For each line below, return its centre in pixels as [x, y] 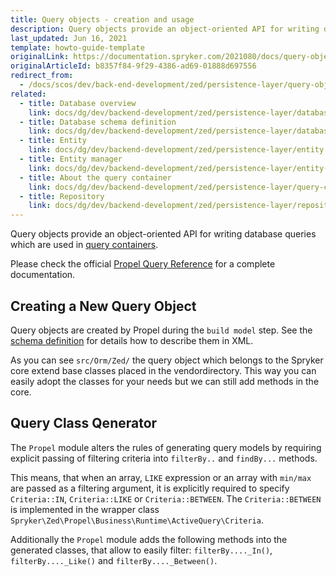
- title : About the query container [95, 177]
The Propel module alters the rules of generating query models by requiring [166, 447]
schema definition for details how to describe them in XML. [132, 340]
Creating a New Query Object [103, 306]
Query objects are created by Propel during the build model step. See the [161, 330]
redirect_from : [42, 76]
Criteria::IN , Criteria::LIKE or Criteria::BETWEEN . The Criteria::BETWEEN [166, 498]
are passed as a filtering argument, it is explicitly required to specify [150, 488]
